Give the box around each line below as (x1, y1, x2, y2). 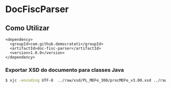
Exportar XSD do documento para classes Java (5, 66, 124, 73)
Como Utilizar (5, 24, 50, 32)
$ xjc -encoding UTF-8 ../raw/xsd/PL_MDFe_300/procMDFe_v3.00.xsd (5, 78, 152, 83)
